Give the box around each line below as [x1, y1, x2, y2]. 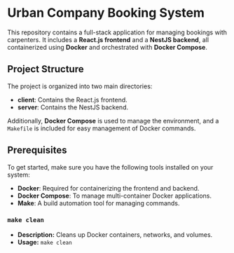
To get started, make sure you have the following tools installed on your [7, 163, 214, 171]
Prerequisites [7, 144, 67, 156]
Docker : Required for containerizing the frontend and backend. [17, 184, 200, 192]
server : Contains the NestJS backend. [17, 103, 128, 111]
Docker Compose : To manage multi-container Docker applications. [17, 191, 212, 200]
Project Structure [7, 63, 84, 75]
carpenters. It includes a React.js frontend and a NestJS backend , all [7, 35, 209, 43]
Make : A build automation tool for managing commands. [17, 198, 180, 207]
